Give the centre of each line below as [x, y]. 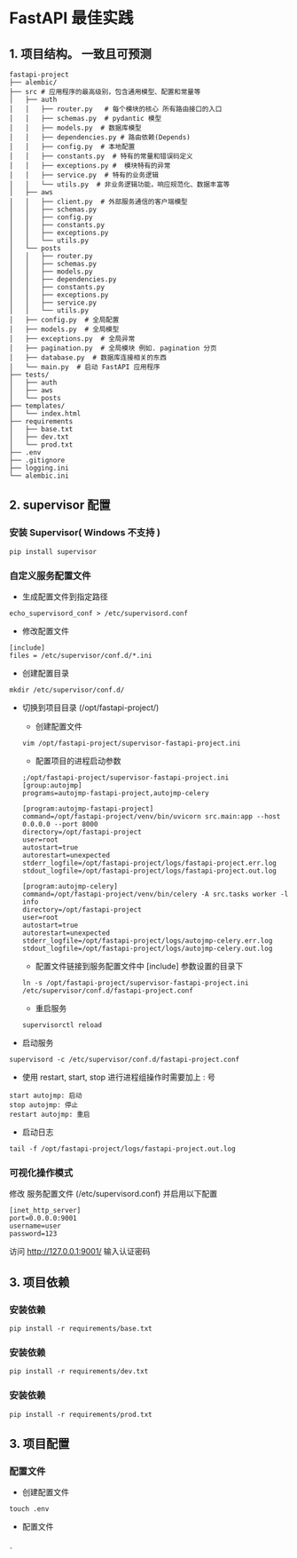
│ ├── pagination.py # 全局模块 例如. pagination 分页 [113, 348]
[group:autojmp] [52, 785]
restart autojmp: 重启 [50, 1114]
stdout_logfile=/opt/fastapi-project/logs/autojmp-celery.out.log [147, 948]
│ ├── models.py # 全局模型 [64, 329]
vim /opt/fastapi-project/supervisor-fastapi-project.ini [131, 743]
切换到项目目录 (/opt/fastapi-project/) [90, 708]
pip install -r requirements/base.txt [81, 1328]
